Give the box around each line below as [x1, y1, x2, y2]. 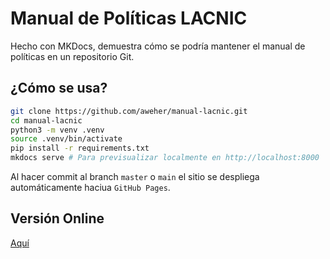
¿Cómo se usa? [10, 80, 108, 97]
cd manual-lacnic [10, 115, 83, 126]
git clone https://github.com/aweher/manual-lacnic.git [10, 106, 248, 116]
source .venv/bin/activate [10, 134, 123, 144]
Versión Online [10, 210, 105, 227]
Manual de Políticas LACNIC [10, 7, 248, 30]
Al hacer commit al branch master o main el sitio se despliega [10, 171, 260, 182]
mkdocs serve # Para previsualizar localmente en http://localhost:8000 [10, 153, 320, 163]
